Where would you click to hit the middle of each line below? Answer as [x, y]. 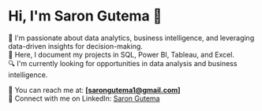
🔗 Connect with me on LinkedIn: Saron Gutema [84, 98]
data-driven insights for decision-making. [76, 46]
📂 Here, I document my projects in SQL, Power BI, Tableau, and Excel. [122, 54]
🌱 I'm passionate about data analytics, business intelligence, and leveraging [131, 38]
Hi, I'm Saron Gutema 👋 [85, 16]
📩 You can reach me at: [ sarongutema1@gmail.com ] [94, 90]
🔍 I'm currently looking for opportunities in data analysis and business [123, 63]
